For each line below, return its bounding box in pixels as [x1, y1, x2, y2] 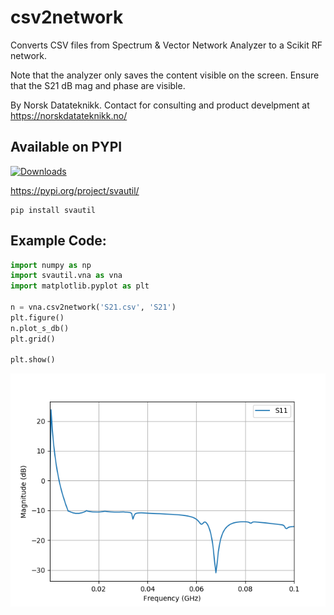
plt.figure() [10, 312, 65, 323]
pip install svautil [10, 205, 97, 215]
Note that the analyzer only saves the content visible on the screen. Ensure [10, 69, 320, 81]
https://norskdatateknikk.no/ [10, 109, 128, 121]
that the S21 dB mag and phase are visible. [10, 79, 186, 91]
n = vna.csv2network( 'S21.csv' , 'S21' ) [10, 302, 177, 313]
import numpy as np [10, 260, 92, 270]
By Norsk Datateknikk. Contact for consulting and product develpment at [10, 99, 310, 111]
